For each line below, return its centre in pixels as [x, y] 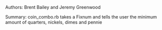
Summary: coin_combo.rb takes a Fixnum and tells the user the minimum [81, 17]
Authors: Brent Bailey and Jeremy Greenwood [53, 7]
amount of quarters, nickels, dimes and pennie [54, 22]
